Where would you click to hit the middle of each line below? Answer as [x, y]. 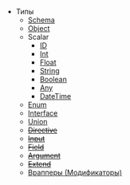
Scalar [38, 37]
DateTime [55, 96]
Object [39, 28]
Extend [39, 164]
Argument [44, 155]
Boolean [53, 79]
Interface [43, 113]
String [49, 71]
